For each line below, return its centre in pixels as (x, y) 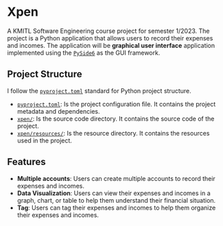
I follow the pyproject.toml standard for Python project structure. (99, 90)
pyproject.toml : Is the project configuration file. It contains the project (116, 104)
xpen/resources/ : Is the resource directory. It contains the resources (113, 133)
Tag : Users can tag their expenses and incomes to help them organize (116, 208)
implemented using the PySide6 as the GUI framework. (84, 53)
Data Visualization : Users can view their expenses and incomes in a (114, 193)
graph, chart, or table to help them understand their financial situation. (116, 200)
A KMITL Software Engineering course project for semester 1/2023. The (108, 31)
